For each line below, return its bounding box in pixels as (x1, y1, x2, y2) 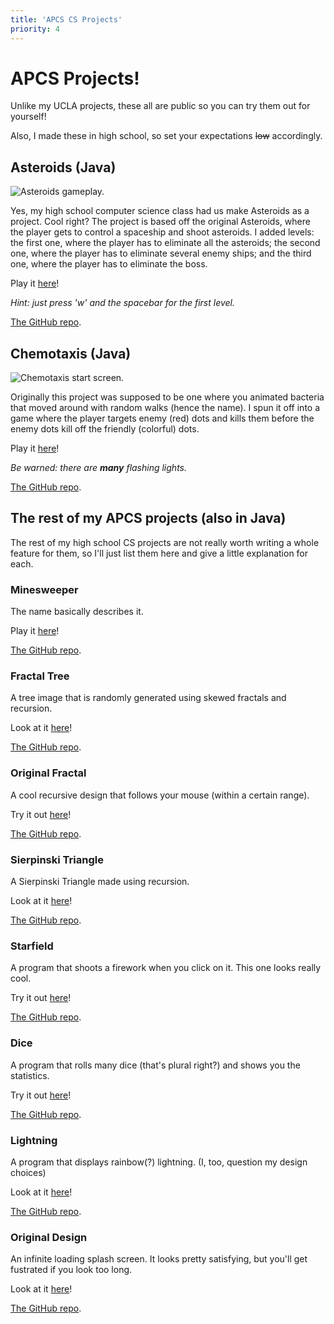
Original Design (10, 1230, 88, 1244)
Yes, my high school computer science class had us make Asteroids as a (10, 205, 310, 217)
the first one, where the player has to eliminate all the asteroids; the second (10, 237, 321, 249)
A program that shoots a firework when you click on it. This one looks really (10, 962, 322, 974)
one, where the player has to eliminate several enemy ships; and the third (10, 247, 312, 260)
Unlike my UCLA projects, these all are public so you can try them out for (10, 100, 311, 112)
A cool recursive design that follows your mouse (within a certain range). (10, 789, 310, 801)
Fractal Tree (10, 669, 70, 683)
